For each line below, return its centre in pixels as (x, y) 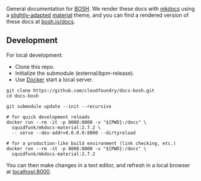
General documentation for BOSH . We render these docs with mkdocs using (101, 9)
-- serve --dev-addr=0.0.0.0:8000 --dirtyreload (74, 133)
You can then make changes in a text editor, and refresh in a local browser (98, 165)
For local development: (35, 55)
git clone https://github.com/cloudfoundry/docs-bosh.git (80, 91)
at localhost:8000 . (29, 171)
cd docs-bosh (23, 96)
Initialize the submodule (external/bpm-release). (75, 73)
